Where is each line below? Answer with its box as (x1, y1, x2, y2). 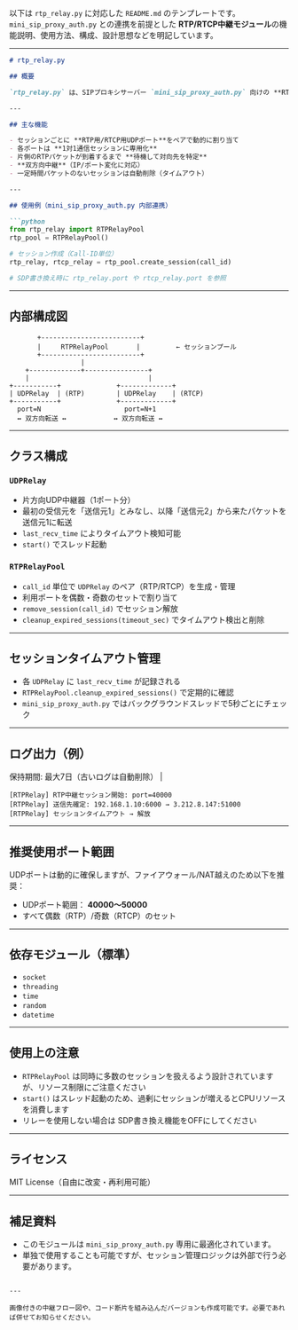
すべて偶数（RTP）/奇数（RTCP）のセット (21, 910, 177, 921)
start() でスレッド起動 (21, 539, 107, 550)
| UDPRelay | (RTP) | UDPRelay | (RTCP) (9, 389, 204, 397)
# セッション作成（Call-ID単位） (9, 249, 118, 259)
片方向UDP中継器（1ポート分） (21, 495, 136, 506)
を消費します (21, 1104, 69, 1114)
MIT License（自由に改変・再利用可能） (9, 1177, 155, 1187)
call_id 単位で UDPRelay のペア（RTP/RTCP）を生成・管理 (21, 580, 236, 592)
